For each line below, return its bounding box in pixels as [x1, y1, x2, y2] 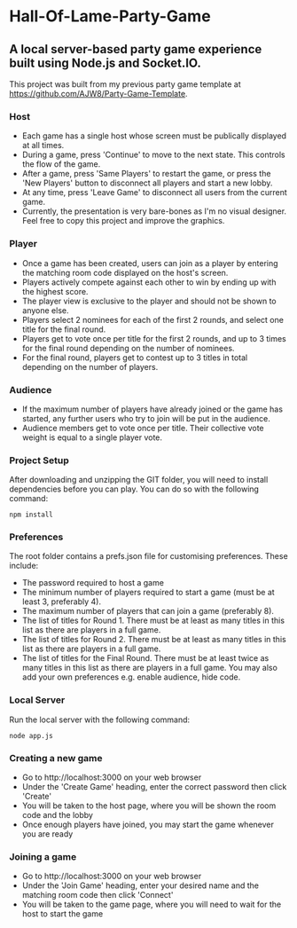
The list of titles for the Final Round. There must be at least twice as [21, 653, 270, 664]
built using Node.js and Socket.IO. [9, 55, 202, 70]
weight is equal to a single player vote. [21, 432, 162, 443]
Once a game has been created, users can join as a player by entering [21, 257, 278, 268]
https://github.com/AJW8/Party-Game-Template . [9, 89, 188, 98]
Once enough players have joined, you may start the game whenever [21, 819, 275, 830]
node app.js [9, 731, 53, 740]
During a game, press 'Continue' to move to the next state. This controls [21, 149, 285, 161]
